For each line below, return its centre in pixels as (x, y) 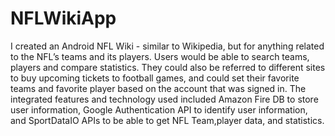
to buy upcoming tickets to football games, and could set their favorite (155, 78)
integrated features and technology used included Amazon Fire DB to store (164, 99)
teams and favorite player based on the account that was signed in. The (158, 88)
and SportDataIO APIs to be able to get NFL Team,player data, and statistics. (167, 120)
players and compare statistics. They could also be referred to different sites (168, 67)
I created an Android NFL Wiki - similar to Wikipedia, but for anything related (167, 46)
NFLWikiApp (63, 18)
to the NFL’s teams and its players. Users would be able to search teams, (160, 56)
